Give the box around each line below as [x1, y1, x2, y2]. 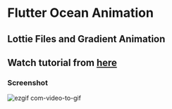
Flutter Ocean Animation [7, 5, 154, 21]
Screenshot [7, 77, 48, 87]
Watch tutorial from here [7, 56, 118, 68]
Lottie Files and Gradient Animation [7, 33, 166, 45]
